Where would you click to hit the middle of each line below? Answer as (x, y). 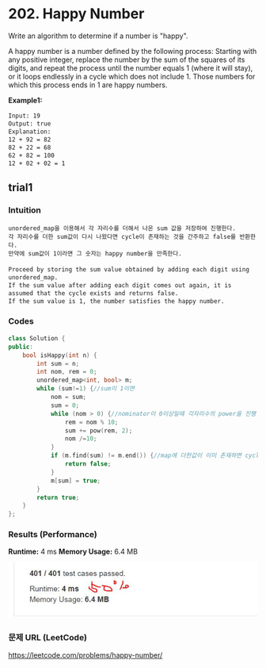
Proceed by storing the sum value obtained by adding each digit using (129, 269)
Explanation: (30, 132)
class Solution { (37, 338)
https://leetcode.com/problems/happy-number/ (85, 655)
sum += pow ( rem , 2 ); (99, 430)
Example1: (25, 100)
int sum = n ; (58, 363)
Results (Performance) (53, 535)
